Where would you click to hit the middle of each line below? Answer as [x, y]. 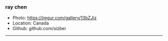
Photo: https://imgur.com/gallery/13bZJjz [54, 18]
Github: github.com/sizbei [39, 28]
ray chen [16, 7]
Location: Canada [30, 23]
